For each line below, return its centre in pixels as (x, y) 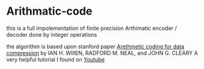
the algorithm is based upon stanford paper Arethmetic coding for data (95, 46)
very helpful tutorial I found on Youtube (56, 59)
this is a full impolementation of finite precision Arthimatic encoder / (92, 28)
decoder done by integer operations (52, 34)
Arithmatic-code (49, 11)
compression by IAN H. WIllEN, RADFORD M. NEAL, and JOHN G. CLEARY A (102, 53)
